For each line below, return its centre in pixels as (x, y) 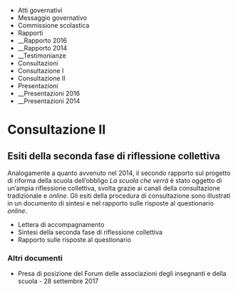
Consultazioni (38, 63)
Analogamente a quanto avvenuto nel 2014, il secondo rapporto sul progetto (119, 173)
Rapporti (30, 33)
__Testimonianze (42, 55)
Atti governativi (40, 10)
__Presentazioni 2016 (49, 93)
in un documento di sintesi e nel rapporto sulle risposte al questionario (110, 203)
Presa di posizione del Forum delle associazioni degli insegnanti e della (122, 274)
